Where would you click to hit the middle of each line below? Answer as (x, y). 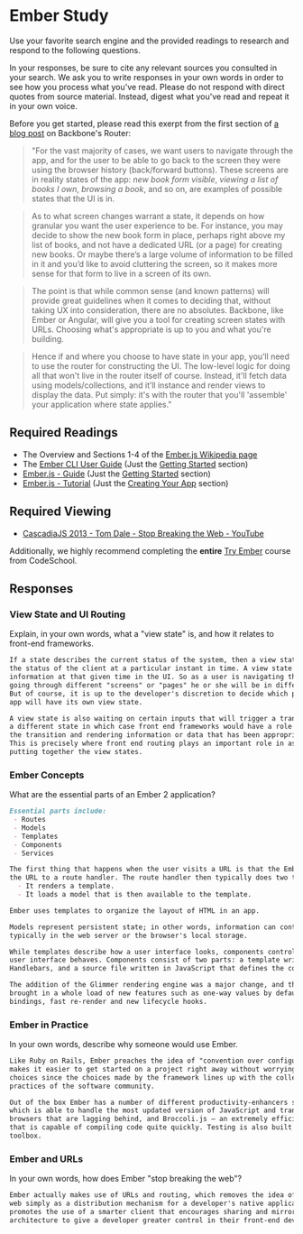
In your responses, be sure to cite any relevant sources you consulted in (143, 68)
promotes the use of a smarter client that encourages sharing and (139, 1212)
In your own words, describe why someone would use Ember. (124, 1045)
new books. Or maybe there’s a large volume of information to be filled (162, 254)
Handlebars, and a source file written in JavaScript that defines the (147, 969)
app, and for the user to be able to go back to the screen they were (156, 160)
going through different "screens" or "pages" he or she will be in (141, 685)
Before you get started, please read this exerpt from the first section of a (144, 124)
